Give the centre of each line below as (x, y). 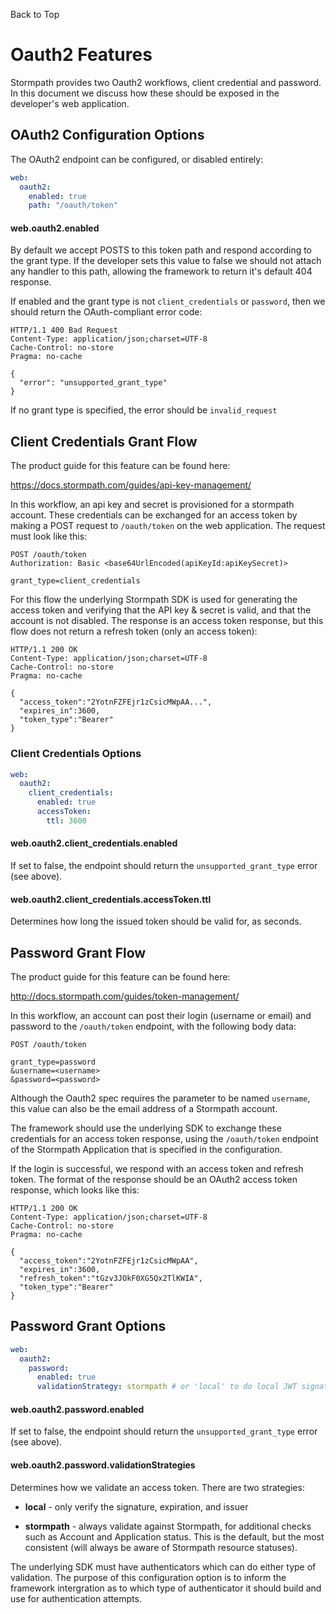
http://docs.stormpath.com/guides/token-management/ (125, 996)
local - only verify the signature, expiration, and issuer (136, 1506)
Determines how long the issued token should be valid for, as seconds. (156, 921)
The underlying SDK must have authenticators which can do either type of (163, 1566)
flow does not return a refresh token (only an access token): (134, 631)
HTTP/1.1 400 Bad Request (64, 330)
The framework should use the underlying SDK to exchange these (146, 1128)
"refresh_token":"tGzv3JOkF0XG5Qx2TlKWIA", (111, 1279)
